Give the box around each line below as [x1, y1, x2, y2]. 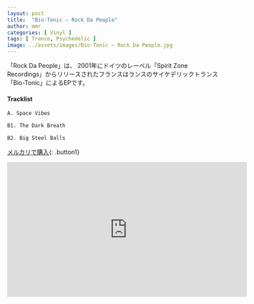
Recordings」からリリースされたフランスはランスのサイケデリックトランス [7, 70, 218, 78]
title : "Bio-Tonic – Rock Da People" [7, 16, 118, 23]
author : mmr [7, 23, 41, 29]
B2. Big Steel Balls [7, 134, 66, 141]
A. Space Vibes [7, 110, 51, 117]
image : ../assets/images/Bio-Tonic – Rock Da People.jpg [7, 42, 173, 49]
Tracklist [7, 94, 33, 103]
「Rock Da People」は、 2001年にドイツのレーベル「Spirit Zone [7, 62, 188, 69]
